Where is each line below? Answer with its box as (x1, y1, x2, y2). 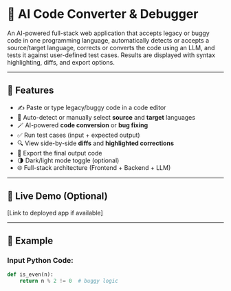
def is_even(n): (7, 271, 54, 278)
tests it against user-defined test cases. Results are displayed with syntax (7, 51, 215, 59)
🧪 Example (7, 235, 54, 246)
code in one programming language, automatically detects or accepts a (7, 36, 210, 44)
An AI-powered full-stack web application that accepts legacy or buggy (7, 29, 210, 37)
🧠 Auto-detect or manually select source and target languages (16, 113, 196, 121)
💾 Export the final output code (16, 149, 102, 157)
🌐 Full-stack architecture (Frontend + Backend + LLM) (16, 163, 171, 171)
